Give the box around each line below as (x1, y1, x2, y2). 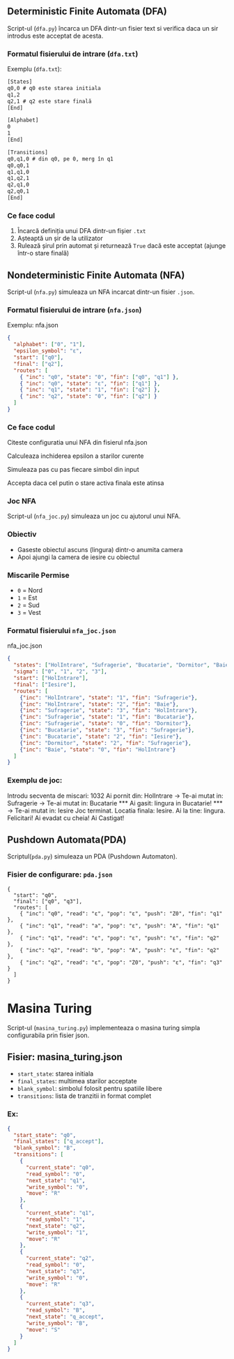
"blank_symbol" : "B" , (13, 1145, 77, 1152)
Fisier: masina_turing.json (7, 1050, 123, 1063)
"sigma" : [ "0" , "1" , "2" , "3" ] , (13, 668, 108, 676)
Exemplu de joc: (7, 775, 63, 785)
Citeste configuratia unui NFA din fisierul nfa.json (7, 438, 148, 447)
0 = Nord (17, 586, 43, 595)
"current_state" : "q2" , (25, 1255, 95, 1262)
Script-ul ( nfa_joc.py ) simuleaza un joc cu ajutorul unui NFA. (7, 512, 181, 521)
